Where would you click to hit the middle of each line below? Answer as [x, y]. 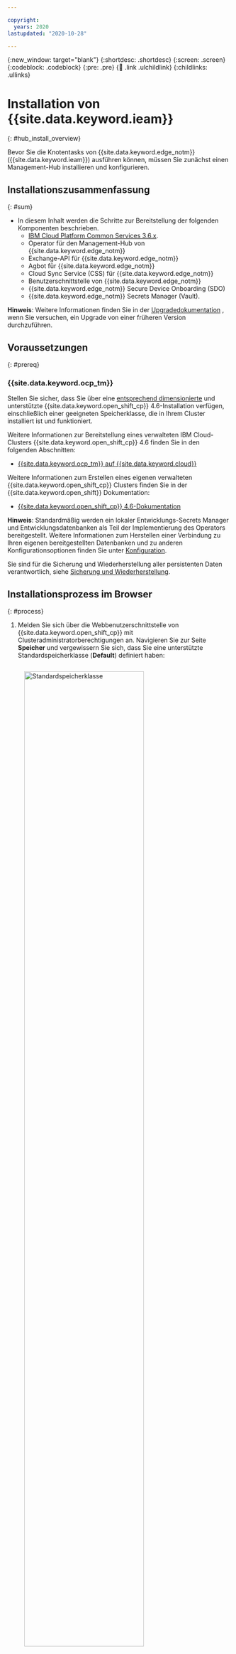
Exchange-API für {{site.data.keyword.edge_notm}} [103, 258]
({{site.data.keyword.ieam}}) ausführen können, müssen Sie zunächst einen [118, 160]
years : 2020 [32, 27]
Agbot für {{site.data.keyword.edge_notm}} [91, 266]
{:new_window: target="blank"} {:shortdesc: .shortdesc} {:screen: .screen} [117, 60]
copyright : [23, 20]
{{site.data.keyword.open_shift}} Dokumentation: [79, 493]
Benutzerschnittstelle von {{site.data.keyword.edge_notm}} [114, 281]
